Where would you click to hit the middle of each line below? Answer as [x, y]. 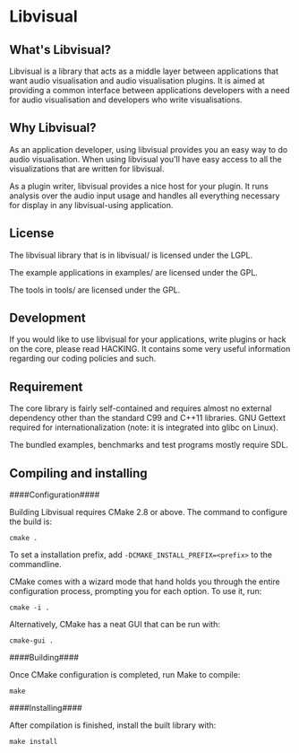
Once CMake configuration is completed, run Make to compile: [125, 675]
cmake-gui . [31, 641]
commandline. [35, 565]
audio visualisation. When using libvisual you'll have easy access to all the [145, 159]
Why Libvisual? [53, 128]
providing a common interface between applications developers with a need [149, 90]
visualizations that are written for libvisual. [87, 169]
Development [48, 318]
